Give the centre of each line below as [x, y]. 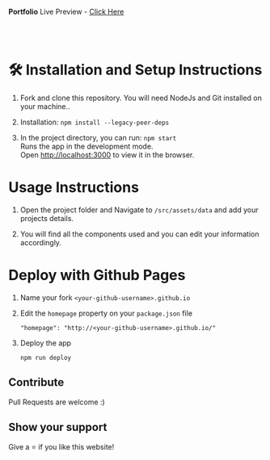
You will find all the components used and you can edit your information [139, 234]
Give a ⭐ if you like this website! [61, 447]
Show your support [58, 427]
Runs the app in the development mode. [86, 146]
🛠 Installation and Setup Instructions [135, 70]
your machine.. [45, 106]
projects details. [47, 218]
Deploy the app [45, 343]
